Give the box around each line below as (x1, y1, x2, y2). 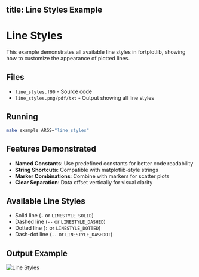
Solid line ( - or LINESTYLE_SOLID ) (14, 212, 94, 219)
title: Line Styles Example (6, 5, 103, 15)
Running (6, 112, 39, 122)
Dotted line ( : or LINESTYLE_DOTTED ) (14, 224, 101, 232)
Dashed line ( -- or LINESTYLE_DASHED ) (14, 218, 106, 226)
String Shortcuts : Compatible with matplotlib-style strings (14, 166, 159, 173)
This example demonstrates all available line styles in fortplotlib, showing (6, 48, 186, 56)
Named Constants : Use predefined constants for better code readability (14, 159, 194, 167)
